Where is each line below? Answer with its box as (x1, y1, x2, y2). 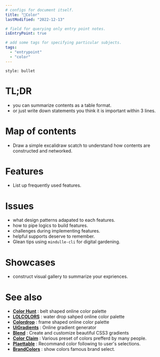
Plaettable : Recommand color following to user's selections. (12, 341, 141, 347)
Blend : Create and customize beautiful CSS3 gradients (12, 330, 129, 336)
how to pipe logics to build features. (12, 222, 88, 228)
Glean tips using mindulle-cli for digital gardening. (12, 239, 121, 245)
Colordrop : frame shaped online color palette (12, 319, 110, 325)
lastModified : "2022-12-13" (5, 17, 65, 22)
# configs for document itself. (5, 7, 74, 13)
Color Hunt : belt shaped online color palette (12, 308, 107, 314)
